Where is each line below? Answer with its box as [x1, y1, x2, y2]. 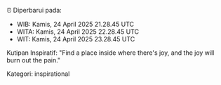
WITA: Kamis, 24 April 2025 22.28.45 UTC [16, 27, 140, 36]
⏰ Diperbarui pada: [6, 6, 62, 14]
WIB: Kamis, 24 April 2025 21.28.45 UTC [16, 20, 135, 28]
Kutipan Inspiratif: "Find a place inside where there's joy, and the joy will [6, 48, 215, 57]
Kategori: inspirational [6, 70, 70, 78]
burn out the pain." [6, 56, 61, 64]
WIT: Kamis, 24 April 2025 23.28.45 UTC [16, 35, 135, 43]
